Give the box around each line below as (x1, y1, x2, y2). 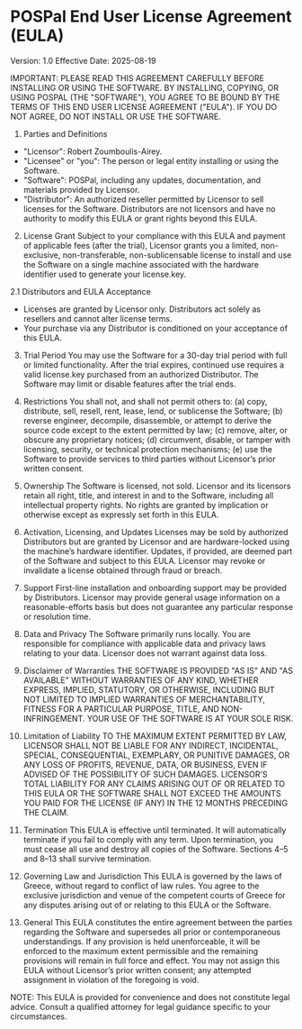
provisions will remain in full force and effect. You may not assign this (22, 955, 280, 966)
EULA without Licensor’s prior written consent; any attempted (22, 964, 252, 975)
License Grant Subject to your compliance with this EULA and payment (22, 230, 286, 241)
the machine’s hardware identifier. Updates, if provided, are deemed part (22, 545, 293, 556)
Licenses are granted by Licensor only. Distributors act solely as (22, 304, 262, 314)
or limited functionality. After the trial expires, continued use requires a (22, 359, 285, 370)
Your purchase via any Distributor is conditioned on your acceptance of (22, 323, 289, 333)
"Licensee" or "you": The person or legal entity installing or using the (22, 155, 280, 166)
